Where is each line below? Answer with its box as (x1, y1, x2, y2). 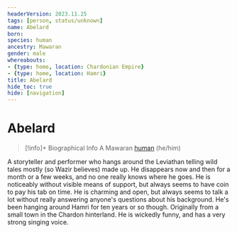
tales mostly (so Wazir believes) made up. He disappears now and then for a (7, 165, 231, 174)
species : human (7, 37, 53, 44)
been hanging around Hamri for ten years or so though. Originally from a (7, 203, 219, 212)
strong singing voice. (7, 218, 69, 227)
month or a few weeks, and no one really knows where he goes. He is (7, 173, 211, 181)
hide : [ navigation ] (7, 90, 65, 97)
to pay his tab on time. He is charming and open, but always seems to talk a (7, 188, 228, 196)
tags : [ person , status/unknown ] (7, 17, 103, 24)
